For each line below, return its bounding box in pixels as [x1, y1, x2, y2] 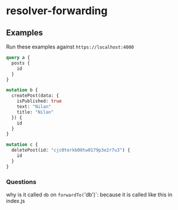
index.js [6, 197, 25, 204]
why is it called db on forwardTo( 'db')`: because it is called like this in [6, 191, 173, 198]
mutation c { [6, 142, 38, 148]
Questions [6, 178, 37, 186]
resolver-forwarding [6, 4, 108, 18]
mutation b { [6, 87, 38, 93]
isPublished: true [17, 99, 62, 104]
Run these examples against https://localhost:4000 [6, 43, 134, 50]
